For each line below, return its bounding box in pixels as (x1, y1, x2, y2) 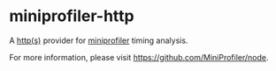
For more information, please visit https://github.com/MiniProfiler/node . (9, 52, 269, 62)
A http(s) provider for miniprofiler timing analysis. (9, 35, 188, 46)
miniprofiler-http (9, 6, 134, 26)
